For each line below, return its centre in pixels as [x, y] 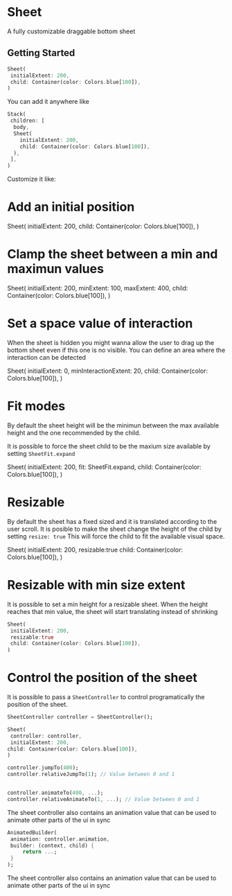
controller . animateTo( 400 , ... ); [55, 793]
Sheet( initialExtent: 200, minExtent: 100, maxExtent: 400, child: [98, 288]
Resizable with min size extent [96, 585]
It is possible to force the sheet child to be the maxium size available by [109, 446]
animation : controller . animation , [60, 839]
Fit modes [36, 406]
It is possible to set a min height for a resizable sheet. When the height [108, 604]
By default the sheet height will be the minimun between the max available [113, 425]
